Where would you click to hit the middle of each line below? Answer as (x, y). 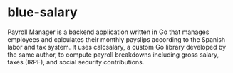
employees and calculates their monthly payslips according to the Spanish (116, 39)
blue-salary (42, 12)
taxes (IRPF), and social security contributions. (76, 62)
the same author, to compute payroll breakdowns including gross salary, (113, 55)
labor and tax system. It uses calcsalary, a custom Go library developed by (117, 47)
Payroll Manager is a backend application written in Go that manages (108, 32)
